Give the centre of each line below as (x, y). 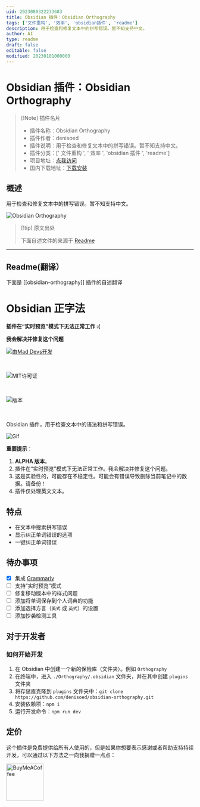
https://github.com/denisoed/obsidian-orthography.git (84, 697)
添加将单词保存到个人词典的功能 (54, 601)
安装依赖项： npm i (37, 704)
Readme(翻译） (35, 267)
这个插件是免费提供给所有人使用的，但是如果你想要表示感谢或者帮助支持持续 (100, 747)
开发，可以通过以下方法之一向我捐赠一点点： (61, 755)
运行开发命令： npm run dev (48, 711)
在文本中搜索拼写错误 (41, 527)
